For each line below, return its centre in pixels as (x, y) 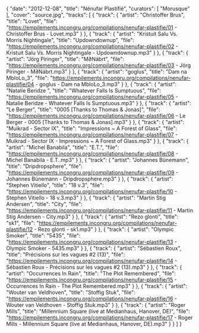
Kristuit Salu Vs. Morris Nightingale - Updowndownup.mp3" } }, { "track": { (97, 53)
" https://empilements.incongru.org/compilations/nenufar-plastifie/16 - (91, 299)
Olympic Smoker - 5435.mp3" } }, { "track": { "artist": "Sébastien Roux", (94, 248)
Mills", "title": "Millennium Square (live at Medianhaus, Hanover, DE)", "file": (98, 311)
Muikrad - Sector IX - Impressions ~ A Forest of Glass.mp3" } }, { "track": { (97, 141)
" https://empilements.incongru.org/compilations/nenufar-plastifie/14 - (92, 261)
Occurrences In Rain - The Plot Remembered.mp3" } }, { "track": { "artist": (97, 286)
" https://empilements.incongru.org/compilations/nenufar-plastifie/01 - (91, 27)
